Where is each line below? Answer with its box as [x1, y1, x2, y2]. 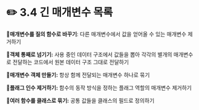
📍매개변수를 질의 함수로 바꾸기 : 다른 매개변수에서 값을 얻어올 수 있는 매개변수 [6, 30, 186, 37]
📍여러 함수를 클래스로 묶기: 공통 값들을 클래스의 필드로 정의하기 [6, 97, 155, 104]
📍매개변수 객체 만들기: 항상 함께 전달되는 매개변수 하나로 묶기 [6, 71, 150, 79]
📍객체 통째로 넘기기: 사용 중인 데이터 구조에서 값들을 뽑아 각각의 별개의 [6, 51, 172, 58]
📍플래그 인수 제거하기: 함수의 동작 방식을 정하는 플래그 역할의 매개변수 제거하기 [6, 84, 192, 91]
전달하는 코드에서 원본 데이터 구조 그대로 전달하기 [12, 58, 129, 65]
